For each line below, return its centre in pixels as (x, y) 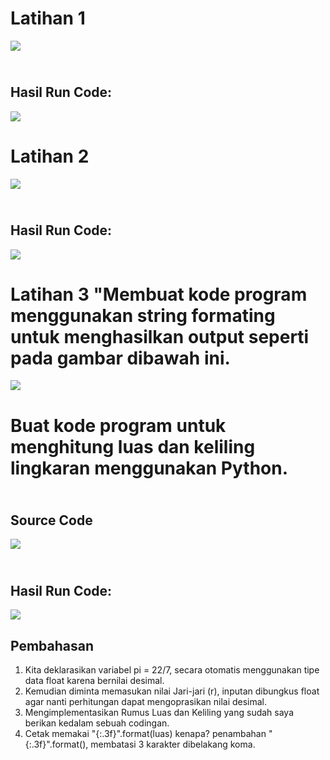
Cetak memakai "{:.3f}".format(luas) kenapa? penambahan (145, 734)
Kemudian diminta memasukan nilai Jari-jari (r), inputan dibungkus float (172, 691)
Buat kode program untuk (118, 425)
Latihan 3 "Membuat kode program (159, 294)
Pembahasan (52, 645)
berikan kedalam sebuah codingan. (97, 723)
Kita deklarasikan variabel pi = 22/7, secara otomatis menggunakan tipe (172, 670)
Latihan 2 (50, 156)
